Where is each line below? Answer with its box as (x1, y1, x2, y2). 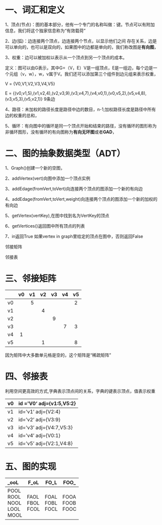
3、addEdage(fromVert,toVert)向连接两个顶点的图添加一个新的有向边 (5, 186, 143, 191)
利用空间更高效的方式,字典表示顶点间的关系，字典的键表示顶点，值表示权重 (5, 388, 156, 394)
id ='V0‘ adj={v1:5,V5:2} (18, 400, 76, 407)
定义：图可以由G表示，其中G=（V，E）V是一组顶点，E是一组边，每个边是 (5, 64, 153, 71)
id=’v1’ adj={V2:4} (18, 408, 61, 415)
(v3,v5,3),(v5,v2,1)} (5, 96, 43, 102)
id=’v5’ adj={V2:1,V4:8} (18, 440, 73, 447)
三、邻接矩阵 (5, 273, 57, 284)
